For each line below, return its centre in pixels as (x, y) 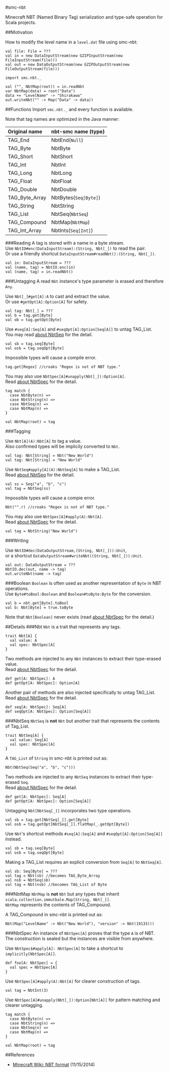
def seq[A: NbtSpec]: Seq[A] (36, 707)
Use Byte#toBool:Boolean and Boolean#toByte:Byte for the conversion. (78, 594)
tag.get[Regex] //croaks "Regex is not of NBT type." (63, 367)
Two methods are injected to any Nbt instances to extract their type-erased (83, 659)
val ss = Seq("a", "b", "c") (36, 484)
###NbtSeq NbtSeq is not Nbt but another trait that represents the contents (82, 721)
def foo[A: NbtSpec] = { (31, 963)
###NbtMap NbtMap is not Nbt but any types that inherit (62, 894)
